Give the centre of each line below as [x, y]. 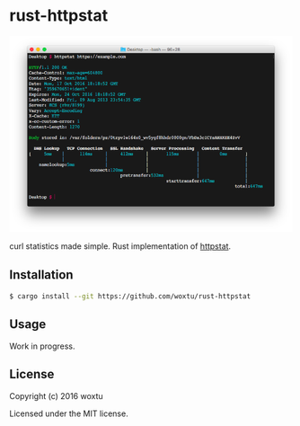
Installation [41, 275]
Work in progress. [42, 346]
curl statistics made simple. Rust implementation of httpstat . [120, 246]
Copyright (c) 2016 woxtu [56, 395]
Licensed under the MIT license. [69, 413]
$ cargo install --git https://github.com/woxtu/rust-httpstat [130, 297]
